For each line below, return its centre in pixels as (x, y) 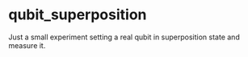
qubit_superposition (78, 15)
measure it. (27, 45)
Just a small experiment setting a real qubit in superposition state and (124, 37)
